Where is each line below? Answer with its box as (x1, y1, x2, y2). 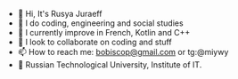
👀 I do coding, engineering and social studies (17, 18, 185, 28)
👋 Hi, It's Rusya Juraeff (17, 9, 103, 19)
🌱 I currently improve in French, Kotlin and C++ (17, 28, 191, 37)
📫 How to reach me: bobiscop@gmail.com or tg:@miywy (17, 47, 229, 57)
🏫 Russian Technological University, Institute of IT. (17, 59, 202, 70)
